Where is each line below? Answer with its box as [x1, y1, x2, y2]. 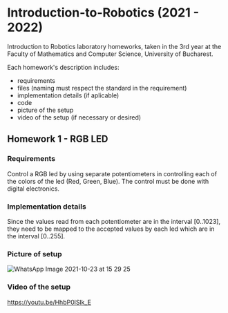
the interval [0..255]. [7, 231, 66, 240]
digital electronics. [7, 184, 60, 193]
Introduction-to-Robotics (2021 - [7, 5, 199, 21]
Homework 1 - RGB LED [7, 133, 108, 145]
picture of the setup [17, 106, 74, 114]
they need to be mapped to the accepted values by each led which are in [7, 225, 215, 233]
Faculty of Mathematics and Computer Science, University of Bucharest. [7, 50, 213, 58]
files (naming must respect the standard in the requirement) [17, 84, 187, 92]
